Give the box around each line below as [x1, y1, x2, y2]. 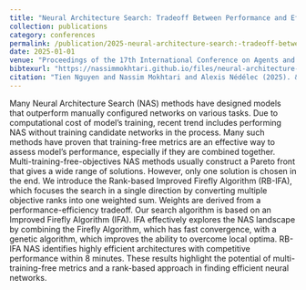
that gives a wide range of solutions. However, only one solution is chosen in [9, 165, 297, 176]
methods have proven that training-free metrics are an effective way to [9, 136, 276, 147]
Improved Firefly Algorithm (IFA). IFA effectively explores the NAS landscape [9, 213, 296, 224]
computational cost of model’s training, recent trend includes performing [9, 117, 282, 128]
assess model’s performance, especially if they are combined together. [9, 146, 276, 157]
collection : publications [9, 22, 107, 31]
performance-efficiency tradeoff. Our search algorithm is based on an [9, 204, 271, 215]
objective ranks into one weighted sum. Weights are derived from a [9, 194, 261, 205]
